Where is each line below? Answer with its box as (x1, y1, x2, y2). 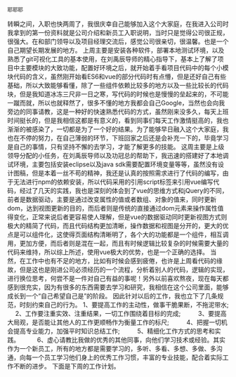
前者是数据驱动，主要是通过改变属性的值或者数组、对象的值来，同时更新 (7, 195, 216, 204)
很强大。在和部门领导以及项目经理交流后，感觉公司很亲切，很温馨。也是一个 (7, 37, 229, 46)
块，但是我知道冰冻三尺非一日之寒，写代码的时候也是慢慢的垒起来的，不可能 (7, 90, 229, 98)
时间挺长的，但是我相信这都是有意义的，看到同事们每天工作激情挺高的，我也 (7, 117, 229, 124)
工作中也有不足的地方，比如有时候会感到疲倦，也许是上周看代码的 (25, 257, 216, 265)
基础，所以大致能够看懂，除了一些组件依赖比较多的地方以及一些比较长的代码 (7, 81, 229, 89)
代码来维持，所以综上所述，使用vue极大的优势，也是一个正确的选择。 (7, 248, 209, 256)
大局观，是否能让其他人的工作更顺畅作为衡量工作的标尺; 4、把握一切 (7, 318, 222, 326)
